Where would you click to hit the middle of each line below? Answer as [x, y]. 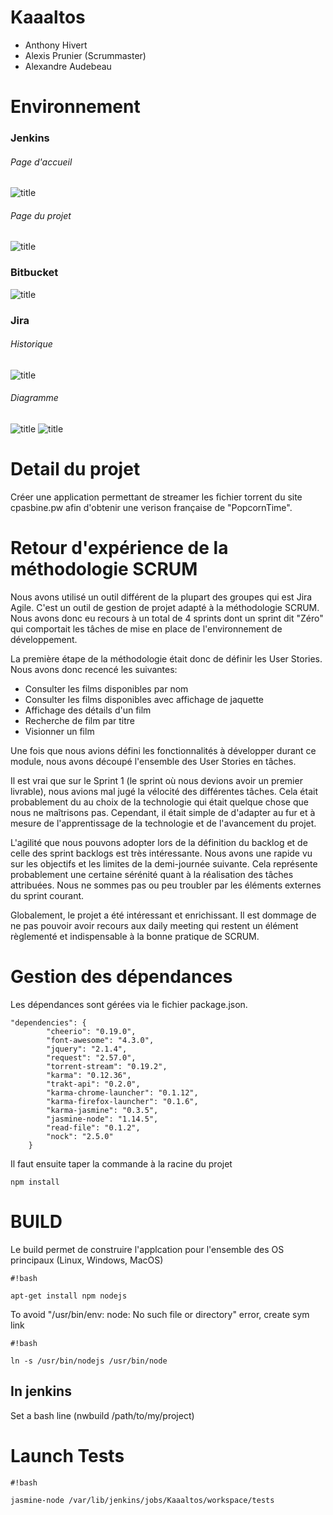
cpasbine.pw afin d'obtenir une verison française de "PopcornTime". [151, 508]
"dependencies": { [48, 1022]
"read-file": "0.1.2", [93, 1127]
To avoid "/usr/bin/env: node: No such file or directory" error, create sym [160, 1314]
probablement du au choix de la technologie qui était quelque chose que [159, 802]
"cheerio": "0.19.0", [91, 1031]
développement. [44, 639]
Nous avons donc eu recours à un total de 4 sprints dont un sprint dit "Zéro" [167, 618]
